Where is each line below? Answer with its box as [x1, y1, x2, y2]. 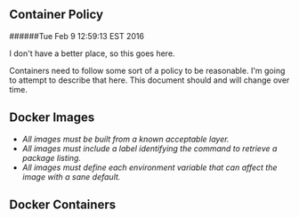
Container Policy [9, 7, 104, 22]
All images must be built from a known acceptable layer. [21, 133, 230, 144]
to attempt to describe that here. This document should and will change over [9, 75, 290, 85]
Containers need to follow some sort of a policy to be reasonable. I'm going [9, 65, 286, 76]
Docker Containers [9, 198, 117, 213]
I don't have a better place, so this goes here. [9, 48, 175, 59]
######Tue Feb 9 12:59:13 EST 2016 [9, 30, 145, 41]
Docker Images [9, 110, 95, 125]
